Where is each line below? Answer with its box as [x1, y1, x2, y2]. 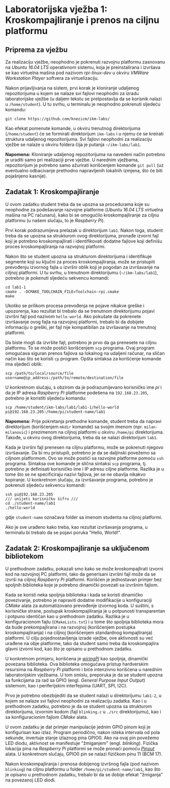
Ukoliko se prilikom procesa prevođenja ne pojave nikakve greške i [5, 302, 145, 309]
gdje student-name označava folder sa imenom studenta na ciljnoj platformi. [5, 514, 162, 520]
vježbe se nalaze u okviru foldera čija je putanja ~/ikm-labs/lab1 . [5, 141, 141, 147]
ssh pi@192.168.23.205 [5, 492, 53, 497]
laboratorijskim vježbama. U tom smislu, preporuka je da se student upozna [5, 672, 163, 678]
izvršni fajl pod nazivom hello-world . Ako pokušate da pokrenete [5, 313, 141, 319]
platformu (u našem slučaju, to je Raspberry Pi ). [5, 217, 105, 223]
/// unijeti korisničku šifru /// [5, 496, 79, 501]
